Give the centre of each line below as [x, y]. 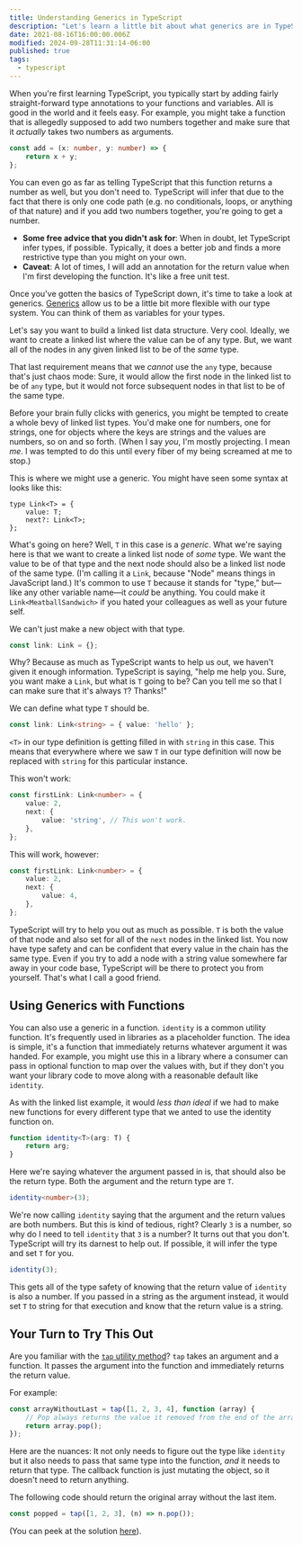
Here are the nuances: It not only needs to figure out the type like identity [147, 1451]
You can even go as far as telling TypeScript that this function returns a [141, 182]
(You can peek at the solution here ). [75, 1532]
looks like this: [36, 488]
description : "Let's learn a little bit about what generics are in [140, 26]
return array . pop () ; [64, 1426]
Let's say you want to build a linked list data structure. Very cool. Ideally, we [150, 330]
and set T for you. [42, 1253]
